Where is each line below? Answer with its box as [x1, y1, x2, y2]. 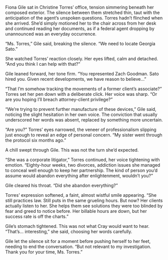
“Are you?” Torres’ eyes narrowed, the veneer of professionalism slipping [5, 126, 157, 133]
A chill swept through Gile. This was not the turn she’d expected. [5, 147, 139, 153]
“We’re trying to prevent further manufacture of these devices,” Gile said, [5, 106, 157, 112]
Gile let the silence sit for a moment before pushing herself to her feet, [5, 238, 151, 244]
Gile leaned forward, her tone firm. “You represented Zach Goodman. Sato [5, 71, 159, 77]
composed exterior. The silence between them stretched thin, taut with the [5, 10, 160, 16]
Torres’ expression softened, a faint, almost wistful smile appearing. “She [5, 192, 157, 198]
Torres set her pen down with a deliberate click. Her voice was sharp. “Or [5, 91, 157, 97]
